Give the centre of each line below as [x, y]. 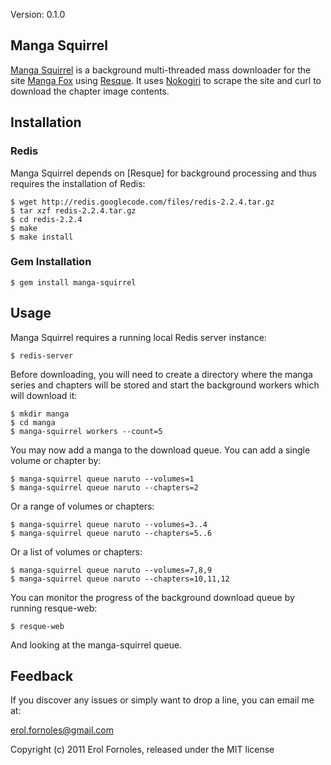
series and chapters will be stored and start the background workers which [165, 385]
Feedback [42, 676]
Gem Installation [51, 262]
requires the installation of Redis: [78, 183]
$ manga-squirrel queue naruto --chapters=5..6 [111, 533]
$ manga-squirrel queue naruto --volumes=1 [102, 479]
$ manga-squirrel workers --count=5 [86, 431]
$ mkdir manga [40, 414]
